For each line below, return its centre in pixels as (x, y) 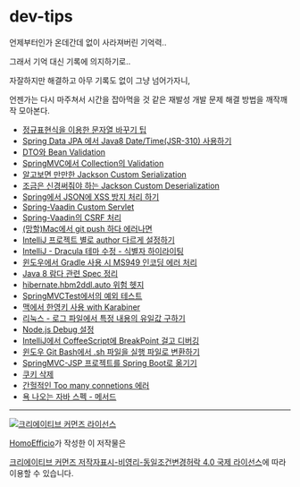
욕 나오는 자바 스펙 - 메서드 (69, 397)
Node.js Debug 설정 (58, 329)
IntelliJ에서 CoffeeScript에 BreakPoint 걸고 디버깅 (111, 340)
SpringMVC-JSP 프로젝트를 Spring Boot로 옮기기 (110, 363)
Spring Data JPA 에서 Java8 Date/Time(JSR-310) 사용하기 (127, 141)
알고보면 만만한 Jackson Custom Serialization (104, 174)
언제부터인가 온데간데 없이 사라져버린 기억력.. (88, 42)
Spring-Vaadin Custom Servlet (78, 207)
